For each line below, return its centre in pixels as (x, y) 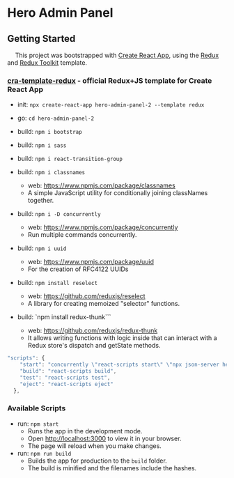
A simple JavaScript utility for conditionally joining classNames (118, 193)
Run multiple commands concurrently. (82, 235)
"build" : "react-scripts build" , (68, 371)
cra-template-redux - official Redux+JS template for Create (110, 80)
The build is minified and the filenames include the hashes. (112, 468)
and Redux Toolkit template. (47, 63)
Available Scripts (37, 408)
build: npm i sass (42, 145)
